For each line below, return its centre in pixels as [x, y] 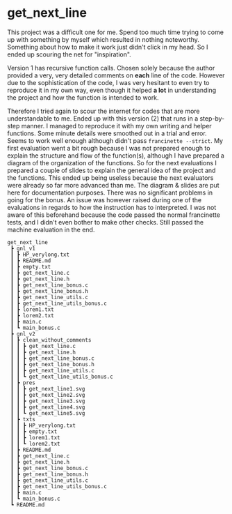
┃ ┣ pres [23, 383]
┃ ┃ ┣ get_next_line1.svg [48, 388]
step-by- [212, 118]
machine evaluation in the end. [51, 229]
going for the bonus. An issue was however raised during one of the [105, 199]
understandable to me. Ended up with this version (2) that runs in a [103, 118]
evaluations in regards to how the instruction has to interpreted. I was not [112, 207]
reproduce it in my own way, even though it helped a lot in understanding [112, 90]
